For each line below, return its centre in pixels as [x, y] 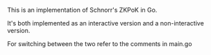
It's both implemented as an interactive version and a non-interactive [106, 23]
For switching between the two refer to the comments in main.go [100, 44]
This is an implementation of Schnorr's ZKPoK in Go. [82, 10]
